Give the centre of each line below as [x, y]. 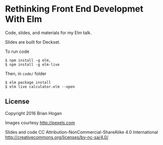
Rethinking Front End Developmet [74, 9]
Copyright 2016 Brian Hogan [34, 113]
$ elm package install [28, 82]
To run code [17, 51]
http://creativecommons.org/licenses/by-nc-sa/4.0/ [57, 137]
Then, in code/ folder [26, 73]
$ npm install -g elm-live [32, 64]
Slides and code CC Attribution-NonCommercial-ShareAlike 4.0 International [81, 132]
